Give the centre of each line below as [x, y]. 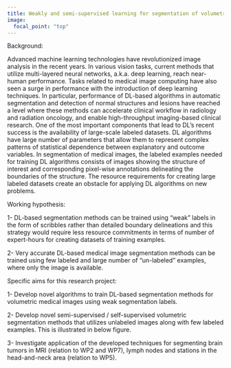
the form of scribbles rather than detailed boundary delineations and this [110, 225]
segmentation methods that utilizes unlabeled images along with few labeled [115, 323]
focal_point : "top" [41, 26]
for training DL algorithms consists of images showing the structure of [106, 162]
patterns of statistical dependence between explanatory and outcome [106, 147]
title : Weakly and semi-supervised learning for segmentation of [102, 13]
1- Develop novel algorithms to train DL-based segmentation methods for [110, 294]
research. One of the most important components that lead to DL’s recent [111, 125]
